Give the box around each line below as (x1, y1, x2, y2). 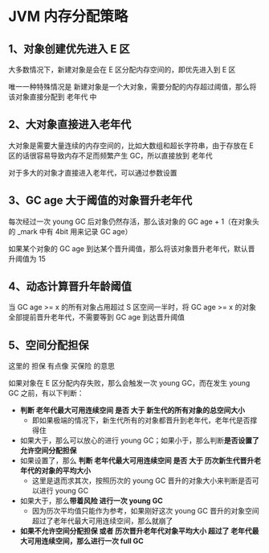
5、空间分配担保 (8, 338, 90, 352)
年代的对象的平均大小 (19, 466, 91, 476)
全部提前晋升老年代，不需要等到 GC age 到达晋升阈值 (8, 312, 185, 322)
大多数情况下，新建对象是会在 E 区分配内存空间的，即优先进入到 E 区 (8, 65, 236, 74)
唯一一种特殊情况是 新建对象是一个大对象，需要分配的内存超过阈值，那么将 (8, 82, 257, 91)
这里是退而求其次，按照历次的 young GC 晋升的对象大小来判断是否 (31, 476, 253, 485)
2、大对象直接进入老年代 (8, 118, 132, 131)
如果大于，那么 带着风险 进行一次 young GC (19, 496, 163, 506)
